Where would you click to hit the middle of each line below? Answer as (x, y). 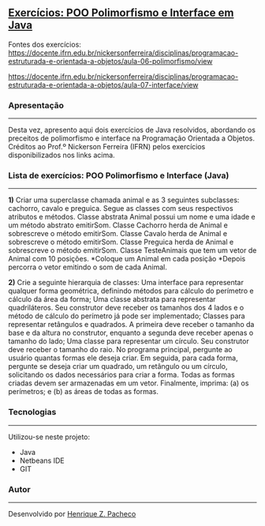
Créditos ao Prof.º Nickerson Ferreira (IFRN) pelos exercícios (107, 147)
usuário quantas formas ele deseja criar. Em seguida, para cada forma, (123, 358)
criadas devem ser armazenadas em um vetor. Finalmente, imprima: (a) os (129, 383)
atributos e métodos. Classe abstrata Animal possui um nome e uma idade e (132, 217)
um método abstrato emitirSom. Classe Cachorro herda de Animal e (118, 225)
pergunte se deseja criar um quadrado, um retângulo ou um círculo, (118, 366)
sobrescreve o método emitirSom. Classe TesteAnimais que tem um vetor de (132, 250)
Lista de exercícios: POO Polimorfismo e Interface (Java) (119, 175)
